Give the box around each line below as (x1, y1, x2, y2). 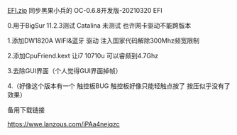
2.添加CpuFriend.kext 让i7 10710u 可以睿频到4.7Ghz (7, 52, 158, 60)
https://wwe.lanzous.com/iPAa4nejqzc (7, 120, 121, 128)
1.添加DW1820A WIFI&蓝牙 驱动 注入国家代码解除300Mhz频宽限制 (7, 36, 200, 45)
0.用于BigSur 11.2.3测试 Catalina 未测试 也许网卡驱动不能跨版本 (7, 21, 192, 30)
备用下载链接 (7, 106, 45, 114)
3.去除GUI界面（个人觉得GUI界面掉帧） (7, 67, 122, 75)
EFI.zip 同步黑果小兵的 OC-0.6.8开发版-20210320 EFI (7, 6, 162, 14)
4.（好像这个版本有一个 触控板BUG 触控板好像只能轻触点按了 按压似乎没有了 (7, 82, 231, 90)
